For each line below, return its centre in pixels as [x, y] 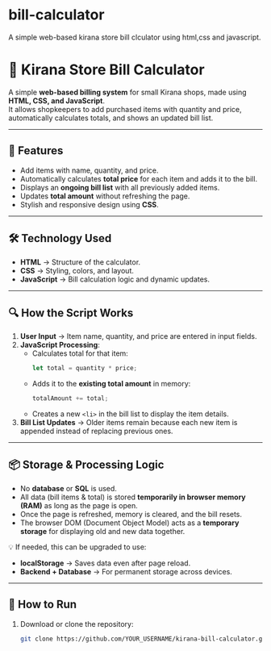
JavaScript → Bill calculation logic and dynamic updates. [115, 279]
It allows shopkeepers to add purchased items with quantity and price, [125, 109]
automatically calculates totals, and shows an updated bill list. [111, 118]
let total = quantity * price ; [85, 369]
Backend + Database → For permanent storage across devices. [126, 571]
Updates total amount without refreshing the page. [105, 196]
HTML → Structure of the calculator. [80, 262]
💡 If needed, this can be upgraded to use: [77, 547]
